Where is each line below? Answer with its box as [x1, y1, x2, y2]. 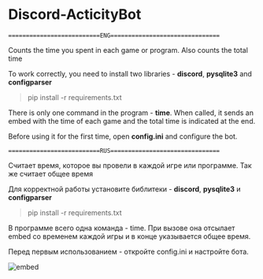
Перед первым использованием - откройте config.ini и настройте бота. [8, 247, 250, 256]
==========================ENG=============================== [8, 32, 220, 39]
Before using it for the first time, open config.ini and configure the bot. [8, 132, 238, 141]
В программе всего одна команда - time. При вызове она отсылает [8, 223, 235, 232]
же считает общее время [8, 169, 94, 178]
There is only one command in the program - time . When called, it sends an [8, 108, 254, 117]
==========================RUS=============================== [8, 147, 220, 154]
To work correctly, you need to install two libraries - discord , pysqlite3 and [8, 69, 252, 78]
